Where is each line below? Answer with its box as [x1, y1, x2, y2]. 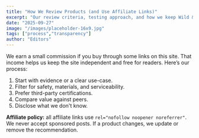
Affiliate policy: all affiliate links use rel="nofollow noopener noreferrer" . [6, 114, 187, 121]
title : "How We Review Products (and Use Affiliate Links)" [6, 8, 158, 15]
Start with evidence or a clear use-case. [14, 77, 113, 84]
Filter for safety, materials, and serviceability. [14, 83, 125, 90]
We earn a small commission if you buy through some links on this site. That [6, 53, 192, 59]
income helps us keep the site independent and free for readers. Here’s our [6, 59, 190, 66]
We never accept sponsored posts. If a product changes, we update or [6, 120, 179, 127]
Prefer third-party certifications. [14, 90, 93, 96]
